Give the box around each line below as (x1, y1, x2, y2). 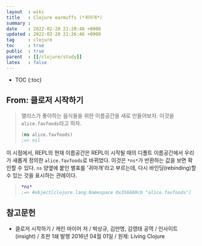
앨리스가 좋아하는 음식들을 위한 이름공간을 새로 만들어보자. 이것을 (21, 112, 174, 120)
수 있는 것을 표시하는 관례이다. (6, 172, 77, 179)
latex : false (6, 59, 47, 65)
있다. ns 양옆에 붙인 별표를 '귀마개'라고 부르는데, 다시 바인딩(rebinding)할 (24, 164, 197, 172)
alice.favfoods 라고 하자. (21, 120, 82, 127)
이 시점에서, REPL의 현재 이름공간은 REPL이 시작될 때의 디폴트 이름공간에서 (6, 149, 183, 157)
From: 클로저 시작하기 (6, 95, 84, 105)
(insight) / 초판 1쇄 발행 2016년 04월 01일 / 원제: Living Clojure (14, 232, 165, 239)
